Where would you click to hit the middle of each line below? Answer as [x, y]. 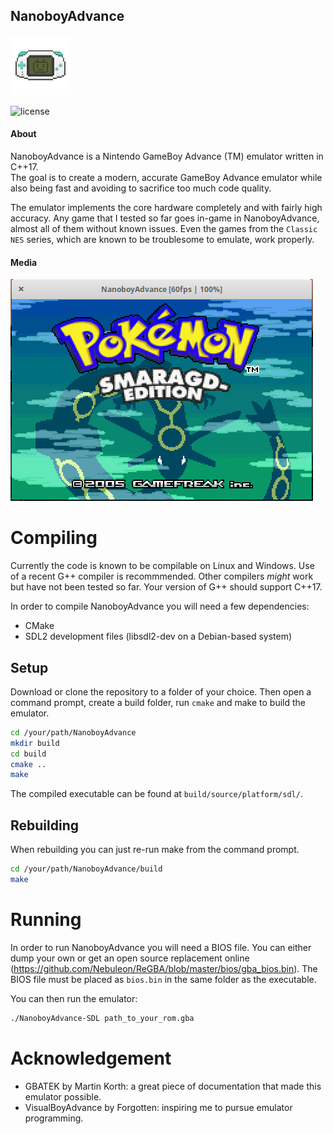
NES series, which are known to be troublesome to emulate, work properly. [162, 240]
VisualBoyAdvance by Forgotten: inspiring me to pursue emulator [158, 1107]
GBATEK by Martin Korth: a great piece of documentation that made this [173, 1086]
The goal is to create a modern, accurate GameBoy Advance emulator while [166, 178]
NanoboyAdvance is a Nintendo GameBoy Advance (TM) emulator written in [167, 156]
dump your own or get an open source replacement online [130, 958]
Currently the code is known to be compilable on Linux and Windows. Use [162, 566]
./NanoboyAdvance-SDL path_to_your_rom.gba [102, 1018]
